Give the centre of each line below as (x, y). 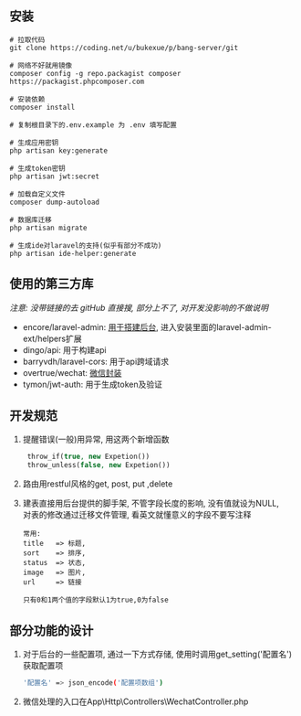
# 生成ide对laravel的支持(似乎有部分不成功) (86, 245)
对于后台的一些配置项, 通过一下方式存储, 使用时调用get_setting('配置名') (157, 654)
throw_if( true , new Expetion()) (88, 457)
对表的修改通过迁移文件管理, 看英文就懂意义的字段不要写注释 (137, 515)
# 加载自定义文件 (37, 194)
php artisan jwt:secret (55, 176)
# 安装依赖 (27, 99)
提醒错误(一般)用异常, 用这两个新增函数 (96, 439)
